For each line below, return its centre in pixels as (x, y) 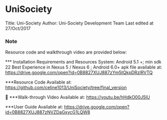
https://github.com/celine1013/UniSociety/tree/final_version (66, 87)
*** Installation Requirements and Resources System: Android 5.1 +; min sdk (83, 62)
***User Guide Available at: (34, 107)
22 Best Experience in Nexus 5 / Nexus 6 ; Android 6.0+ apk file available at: (84, 67)
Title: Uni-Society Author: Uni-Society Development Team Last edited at (79, 23)
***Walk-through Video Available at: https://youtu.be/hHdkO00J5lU (79, 97)
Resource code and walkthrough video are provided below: (66, 52)
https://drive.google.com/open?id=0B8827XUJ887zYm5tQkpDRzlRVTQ (79, 72)
